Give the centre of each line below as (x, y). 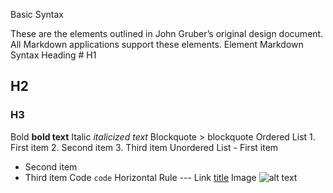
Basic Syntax (37, 14)
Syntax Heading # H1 (53, 55)
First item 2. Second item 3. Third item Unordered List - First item (144, 147)
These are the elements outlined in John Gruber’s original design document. (167, 33)
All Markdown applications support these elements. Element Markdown (157, 44)
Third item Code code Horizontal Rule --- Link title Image (140, 177)
